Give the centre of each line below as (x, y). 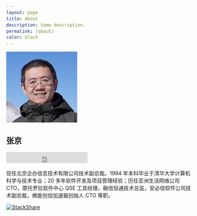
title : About (22, 19)
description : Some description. (46, 25)
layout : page (22, 12)
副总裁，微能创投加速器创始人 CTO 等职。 (62, 195)
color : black (22, 37)
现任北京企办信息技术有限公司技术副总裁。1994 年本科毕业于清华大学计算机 (98, 173)
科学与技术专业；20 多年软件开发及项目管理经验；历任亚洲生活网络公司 (93, 181)
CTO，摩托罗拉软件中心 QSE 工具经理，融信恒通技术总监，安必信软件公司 (96, 188)
